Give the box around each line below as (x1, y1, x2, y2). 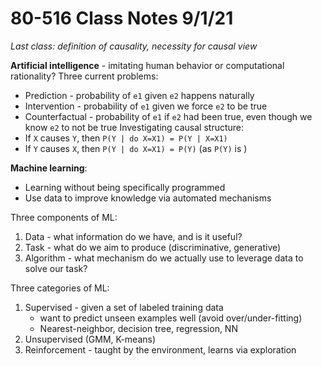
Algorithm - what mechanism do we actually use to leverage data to (24, 252, 304, 264)
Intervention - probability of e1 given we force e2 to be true (24, 100, 268, 112)
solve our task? (24, 262, 88, 274)
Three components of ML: (10, 211, 118, 223)
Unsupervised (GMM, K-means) (24, 333, 157, 345)
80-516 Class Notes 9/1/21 (10, 7, 234, 30)
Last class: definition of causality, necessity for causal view (10, 40, 258, 52)
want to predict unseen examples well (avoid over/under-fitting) (39, 312, 303, 324)
